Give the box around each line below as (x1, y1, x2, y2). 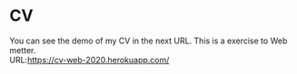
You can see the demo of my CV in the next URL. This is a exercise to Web (9, 35, 288, 46)
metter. (9, 44, 36, 55)
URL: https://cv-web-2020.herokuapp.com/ (9, 54, 170, 65)
